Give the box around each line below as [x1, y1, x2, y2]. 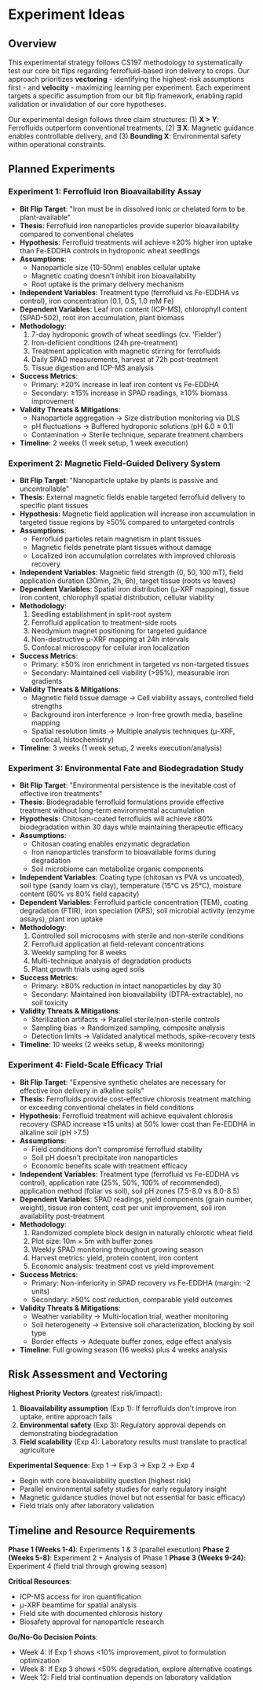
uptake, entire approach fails [19, 1412, 112, 1422]
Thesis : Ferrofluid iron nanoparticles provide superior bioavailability [19, 220, 239, 230]
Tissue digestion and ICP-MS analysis [31, 363, 155, 372]
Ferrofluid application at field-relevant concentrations [31, 939, 204, 949]
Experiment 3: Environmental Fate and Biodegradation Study [8, 762, 244, 773]
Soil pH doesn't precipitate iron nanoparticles [31, 1153, 178, 1162]
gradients [31, 676, 63, 685]
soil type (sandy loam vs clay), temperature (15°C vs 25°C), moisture [19, 881, 242, 891]
